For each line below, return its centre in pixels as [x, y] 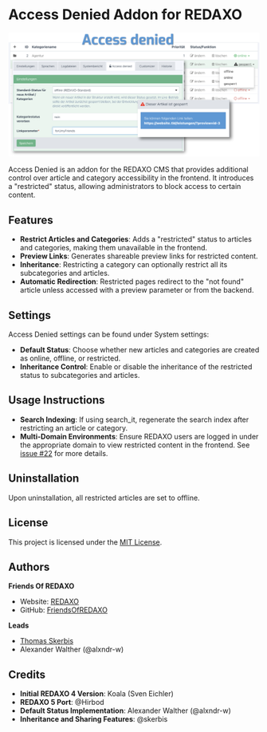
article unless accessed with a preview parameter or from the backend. [137, 290]
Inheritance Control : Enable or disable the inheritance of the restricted [136, 367]
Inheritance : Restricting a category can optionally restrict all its [124, 265]
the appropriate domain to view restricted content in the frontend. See [135, 445]
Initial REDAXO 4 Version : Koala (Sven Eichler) [96, 694]
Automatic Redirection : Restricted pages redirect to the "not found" [132, 281]
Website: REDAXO [49, 602]
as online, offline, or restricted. [70, 358]
